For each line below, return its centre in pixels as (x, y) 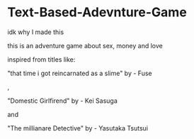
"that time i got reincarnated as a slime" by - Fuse (80, 73)
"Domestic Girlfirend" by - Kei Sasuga (63, 101)
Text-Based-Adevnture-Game (97, 12)
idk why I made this (36, 32)
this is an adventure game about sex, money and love (85, 45)
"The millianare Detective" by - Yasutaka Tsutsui (78, 128)
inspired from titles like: (41, 59)
